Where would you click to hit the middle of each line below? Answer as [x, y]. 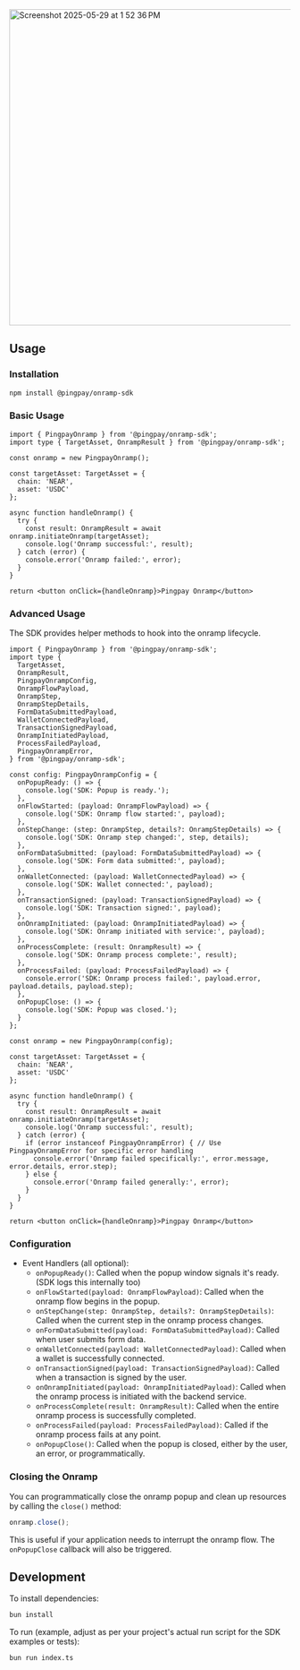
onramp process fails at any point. [98, 1434]
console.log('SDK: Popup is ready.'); [97, 791]
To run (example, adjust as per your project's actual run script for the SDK [145, 1632]
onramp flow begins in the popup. [98, 1301]
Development [48, 1577]
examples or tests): [45, 1641]
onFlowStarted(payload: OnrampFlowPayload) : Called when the [150, 1292]
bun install [31, 1615]
